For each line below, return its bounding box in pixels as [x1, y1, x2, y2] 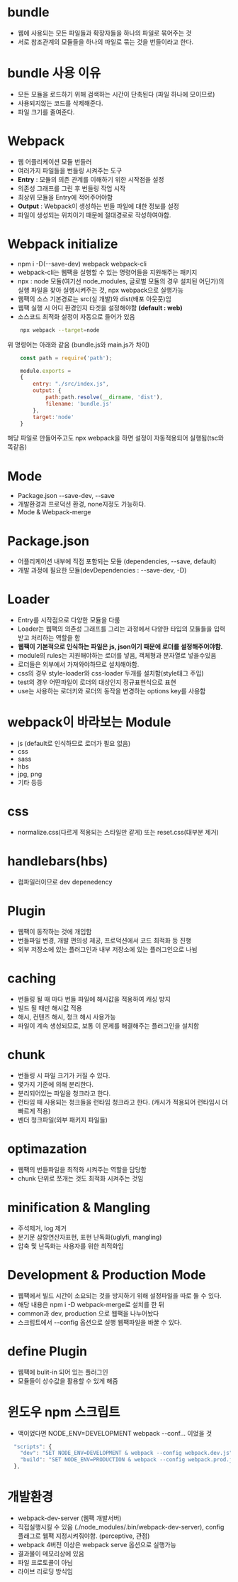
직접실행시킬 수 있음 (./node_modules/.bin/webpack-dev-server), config [17, 1522, 225, 1531]
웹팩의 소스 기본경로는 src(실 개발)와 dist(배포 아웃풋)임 [17, 294, 171, 303]
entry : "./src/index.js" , [33, 381, 110, 388]
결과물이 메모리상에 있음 [17, 1549, 85, 1558]
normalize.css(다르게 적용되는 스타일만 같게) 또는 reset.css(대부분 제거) [17, 828, 220, 837]
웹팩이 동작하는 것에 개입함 [17, 927, 92, 936]
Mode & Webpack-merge [17, 508, 91, 516]
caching [7, 970, 57, 987]
